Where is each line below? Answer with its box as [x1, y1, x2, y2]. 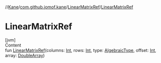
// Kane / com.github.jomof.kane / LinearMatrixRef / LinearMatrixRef [5, 4, 133, 10]
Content [5, 42, 21, 48]
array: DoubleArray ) [5, 52, 45, 58]
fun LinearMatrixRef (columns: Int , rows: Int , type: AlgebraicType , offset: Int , [5, 47, 157, 53]
